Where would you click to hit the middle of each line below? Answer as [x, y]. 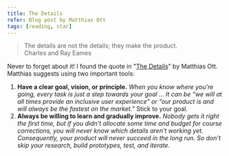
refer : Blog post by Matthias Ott [57, 20]
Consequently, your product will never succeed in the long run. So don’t [119, 138]
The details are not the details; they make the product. [100, 46]
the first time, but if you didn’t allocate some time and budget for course [119, 124]
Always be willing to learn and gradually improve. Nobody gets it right [118, 116]
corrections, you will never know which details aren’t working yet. [110, 131]
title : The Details [35, 13]
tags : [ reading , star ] [40, 26]
